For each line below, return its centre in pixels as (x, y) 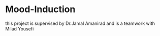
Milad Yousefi (20, 28)
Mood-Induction (40, 9)
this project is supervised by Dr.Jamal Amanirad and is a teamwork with (80, 23)
